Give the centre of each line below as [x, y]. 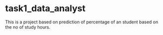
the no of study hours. [28, 27]
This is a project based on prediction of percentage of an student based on [82, 22]
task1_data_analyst [45, 9]
